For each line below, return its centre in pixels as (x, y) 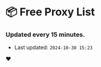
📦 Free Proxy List (50, 12)
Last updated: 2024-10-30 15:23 (53, 47)
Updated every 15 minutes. (45, 35)
